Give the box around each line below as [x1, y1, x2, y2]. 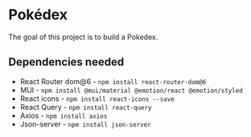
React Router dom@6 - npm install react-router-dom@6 [19, 76, 207, 86]
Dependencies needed [8, 55, 125, 69]
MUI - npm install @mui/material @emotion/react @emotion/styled [19, 85, 243, 95]
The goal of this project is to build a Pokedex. [8, 32, 158, 42]
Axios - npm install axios [19, 111, 108, 120]
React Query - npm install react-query [19, 102, 152, 111]
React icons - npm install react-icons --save [19, 94, 175, 103]
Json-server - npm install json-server [19, 119, 151, 129]
